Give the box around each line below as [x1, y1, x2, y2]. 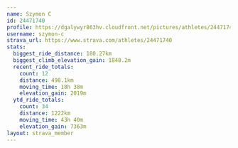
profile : [6, 23, 33, 31]
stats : [6, 43, 26, 51]
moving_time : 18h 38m [19, 83, 83, 90]
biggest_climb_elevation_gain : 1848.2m [13, 57, 131, 64]
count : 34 [19, 103, 49, 110]
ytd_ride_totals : [13, 97, 65, 104]
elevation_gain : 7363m [19, 122, 87, 130]
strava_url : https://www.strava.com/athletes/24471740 [6, 37, 173, 44]
